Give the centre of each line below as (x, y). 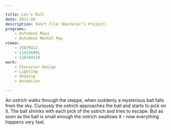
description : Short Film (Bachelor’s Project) (56, 24)
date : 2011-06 (21, 19)
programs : (16, 29)
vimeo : (12, 43)
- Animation (27, 81)
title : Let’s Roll (25, 14)
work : (11, 62)
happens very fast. (25, 122)
